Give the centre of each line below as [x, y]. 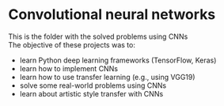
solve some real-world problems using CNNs [93, 85]
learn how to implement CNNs [69, 68]
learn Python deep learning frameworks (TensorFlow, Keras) [118, 60]
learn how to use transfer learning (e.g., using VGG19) [107, 77]
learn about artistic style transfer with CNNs [91, 93]
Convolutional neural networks [112, 15]
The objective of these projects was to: [72, 44]
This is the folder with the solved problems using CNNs [98, 36]
